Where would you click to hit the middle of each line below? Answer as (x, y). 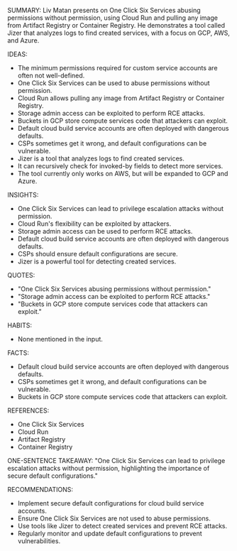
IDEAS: (17, 54)
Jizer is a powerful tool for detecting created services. (97, 261)
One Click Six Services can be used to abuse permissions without (114, 83)
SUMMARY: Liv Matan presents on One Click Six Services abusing (104, 10)
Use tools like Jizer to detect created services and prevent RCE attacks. (122, 526)
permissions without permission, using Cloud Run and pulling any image (113, 18)
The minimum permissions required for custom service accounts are (117, 68)
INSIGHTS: (23, 195)
